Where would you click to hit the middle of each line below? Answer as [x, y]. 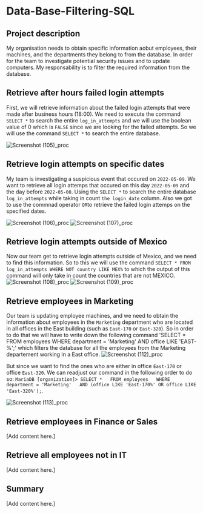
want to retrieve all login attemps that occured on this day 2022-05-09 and [98, 185]
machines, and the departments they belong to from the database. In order [99, 55]
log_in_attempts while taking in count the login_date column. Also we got [99, 198]
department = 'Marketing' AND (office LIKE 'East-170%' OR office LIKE [101, 385]
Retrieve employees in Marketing [70, 301]
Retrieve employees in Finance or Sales [82, 422]
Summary [25, 489]
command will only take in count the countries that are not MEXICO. [91, 276]
